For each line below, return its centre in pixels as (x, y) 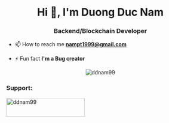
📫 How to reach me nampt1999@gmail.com (71, 44)
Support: (19, 88)
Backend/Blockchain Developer (100, 31)
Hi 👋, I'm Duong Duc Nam (100, 12)
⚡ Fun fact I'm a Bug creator (50, 59)
